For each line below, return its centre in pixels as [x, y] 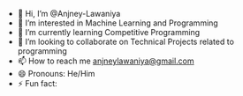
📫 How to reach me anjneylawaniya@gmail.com [106, 61]
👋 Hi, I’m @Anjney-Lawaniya [69, 14]
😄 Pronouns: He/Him [56, 74]
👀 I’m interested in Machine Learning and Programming [118, 23]
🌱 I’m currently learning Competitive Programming [109, 32]
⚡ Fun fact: [37, 83]
